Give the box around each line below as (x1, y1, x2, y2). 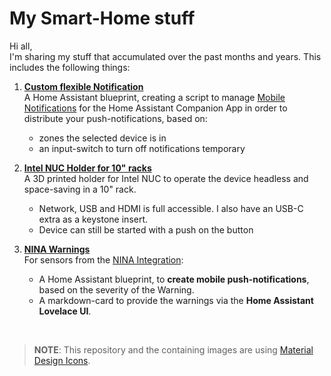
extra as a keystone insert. (38, 213, 149, 225)
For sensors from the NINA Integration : (23, 253, 184, 266)
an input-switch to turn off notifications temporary (38, 142, 246, 154)
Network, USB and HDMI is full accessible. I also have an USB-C (38, 202, 304, 214)
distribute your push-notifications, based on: (23, 112, 208, 124)
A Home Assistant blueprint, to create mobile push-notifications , (38, 273, 310, 285)
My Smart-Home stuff (9, 7, 196, 30)
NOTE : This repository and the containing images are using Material (33, 343, 314, 356)
